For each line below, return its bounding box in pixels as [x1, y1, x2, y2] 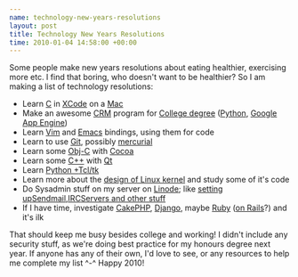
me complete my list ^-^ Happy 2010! [9, 257, 145, 268]
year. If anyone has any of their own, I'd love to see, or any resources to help [9, 248, 290, 259]
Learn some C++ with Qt [21, 155, 113, 166]
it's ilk [21, 212, 44, 223]
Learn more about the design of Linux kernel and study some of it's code [21, 175, 290, 185]
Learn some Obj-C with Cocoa [21, 146, 134, 157]
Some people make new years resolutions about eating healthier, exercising [9, 62, 286, 73]
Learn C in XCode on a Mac [21, 99, 124, 110]
